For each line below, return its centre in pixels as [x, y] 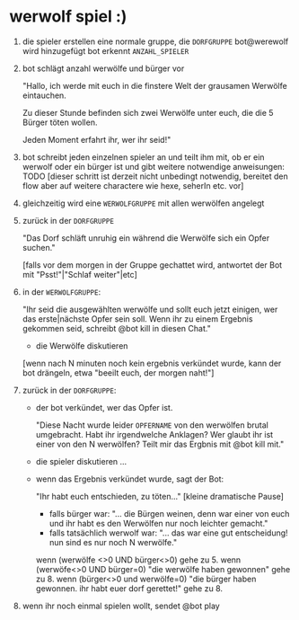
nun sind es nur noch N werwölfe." [113, 542]
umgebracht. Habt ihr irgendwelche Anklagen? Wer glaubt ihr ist [154, 434]
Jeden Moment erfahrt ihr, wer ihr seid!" [97, 139]
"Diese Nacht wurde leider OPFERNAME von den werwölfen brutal [152, 425]
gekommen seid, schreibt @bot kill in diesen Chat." [116, 328]
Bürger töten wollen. [60, 122]
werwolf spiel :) [68, 17]
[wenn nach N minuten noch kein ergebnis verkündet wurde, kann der [152, 363]
